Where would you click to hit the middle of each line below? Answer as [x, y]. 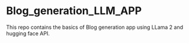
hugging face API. [28, 33]
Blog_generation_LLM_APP [74, 11]
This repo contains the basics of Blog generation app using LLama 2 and [95, 27]
